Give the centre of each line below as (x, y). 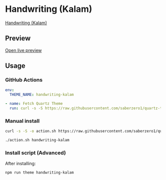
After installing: (21, 164)
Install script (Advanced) (36, 153)
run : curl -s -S (26, 108)
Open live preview (23, 50)
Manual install (22, 121)
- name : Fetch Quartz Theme (34, 104)
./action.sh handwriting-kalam (37, 140)
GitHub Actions (24, 80)
